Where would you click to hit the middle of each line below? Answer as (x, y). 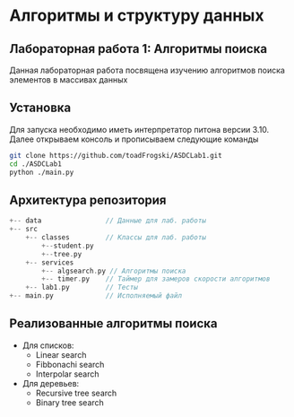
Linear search (61, 354)
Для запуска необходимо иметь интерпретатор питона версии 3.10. (139, 129)
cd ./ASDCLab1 (36, 164)
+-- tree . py (62, 254)
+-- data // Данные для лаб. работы (108, 221)
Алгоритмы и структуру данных (137, 16)
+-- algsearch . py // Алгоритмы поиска (114, 271)
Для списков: (48, 345)
